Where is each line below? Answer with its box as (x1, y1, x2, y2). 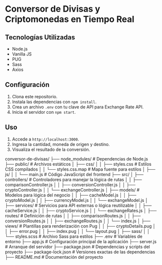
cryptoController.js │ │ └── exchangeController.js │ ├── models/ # (5, 187, 140, 193)
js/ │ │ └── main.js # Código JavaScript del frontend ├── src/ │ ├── (5, 171, 144, 177)
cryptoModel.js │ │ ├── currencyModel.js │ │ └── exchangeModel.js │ (5, 197, 148, 203)
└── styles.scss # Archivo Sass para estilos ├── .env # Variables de (5, 233, 143, 239)
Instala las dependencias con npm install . (12, 99, 97, 105)
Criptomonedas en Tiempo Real (5, 14, 134, 25)
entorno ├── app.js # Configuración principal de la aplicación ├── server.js (5, 238, 157, 244)
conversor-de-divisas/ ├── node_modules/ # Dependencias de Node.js (5, 156, 148, 161)
